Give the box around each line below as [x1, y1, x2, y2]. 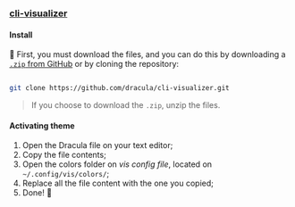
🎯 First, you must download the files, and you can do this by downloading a [9, 49, 286, 60]
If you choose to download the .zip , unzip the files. [30, 100, 221, 110]
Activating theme [9, 120, 75, 131]
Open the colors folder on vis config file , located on [21, 159, 213, 170]
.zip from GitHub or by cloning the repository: [9, 59, 180, 70]
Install [9, 29, 33, 40]
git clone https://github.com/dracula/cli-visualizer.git [9, 84, 230, 93]
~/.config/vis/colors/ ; [21, 169, 110, 179]
